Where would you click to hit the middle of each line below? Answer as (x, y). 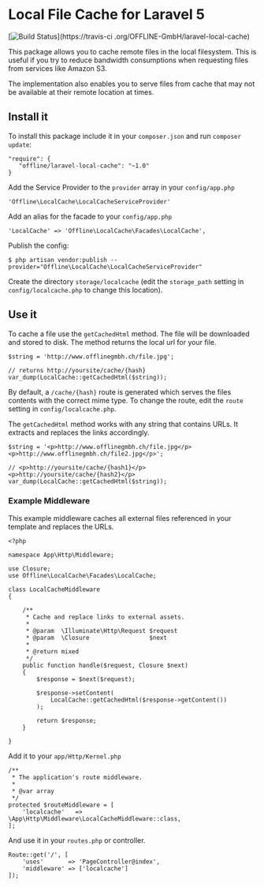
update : (20, 144)
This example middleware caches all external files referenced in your (120, 518)
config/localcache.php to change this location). (86, 290)
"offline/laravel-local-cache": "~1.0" (84, 166)
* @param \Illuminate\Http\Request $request (102, 631)
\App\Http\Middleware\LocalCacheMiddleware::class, (95, 818)
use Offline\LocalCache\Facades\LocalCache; (82, 575)
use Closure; (30, 569)
